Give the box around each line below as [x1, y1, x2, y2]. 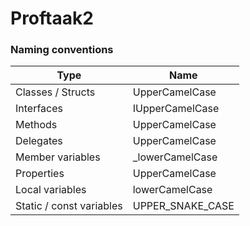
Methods [15, 118, 58, 132]
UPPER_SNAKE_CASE [132, 199, 235, 213]
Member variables [15, 150, 101, 164]
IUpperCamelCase [132, 102, 220, 116]
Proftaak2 [10, 7, 94, 30]
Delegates [15, 134, 63, 148]
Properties [15, 167, 65, 181]
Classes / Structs [15, 85, 96, 99]
